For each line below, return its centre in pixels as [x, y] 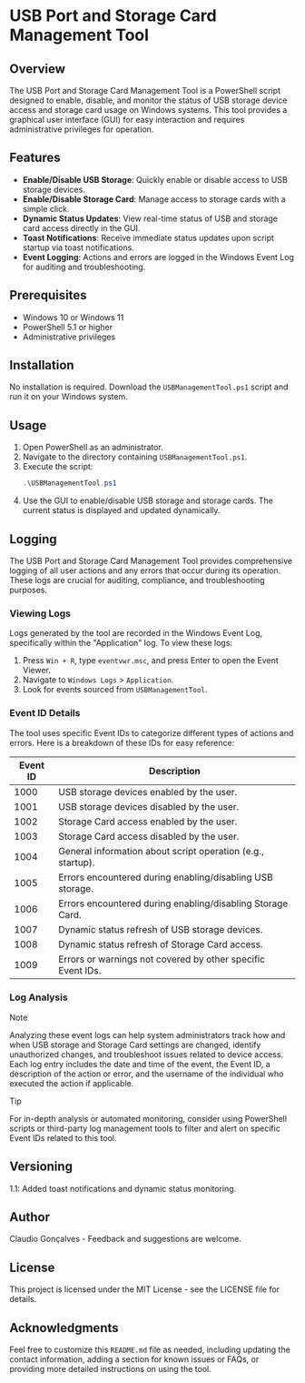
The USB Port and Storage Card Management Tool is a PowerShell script [145, 91]
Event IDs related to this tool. [63, 1137]
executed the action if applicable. [72, 1083]
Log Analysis [39, 997]
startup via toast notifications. [78, 247]
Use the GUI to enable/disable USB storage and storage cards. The [148, 500]
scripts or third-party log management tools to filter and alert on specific [145, 1128]
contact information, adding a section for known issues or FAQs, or [134, 1359]
